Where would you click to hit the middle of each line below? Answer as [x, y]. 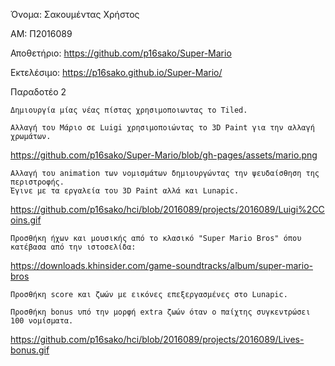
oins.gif [26, 220]
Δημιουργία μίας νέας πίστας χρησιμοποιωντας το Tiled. [129, 110]
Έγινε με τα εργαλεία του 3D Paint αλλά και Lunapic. [125, 191]
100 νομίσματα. [42, 321]
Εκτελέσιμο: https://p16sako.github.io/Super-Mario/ [116, 72]
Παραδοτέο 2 [38, 92]
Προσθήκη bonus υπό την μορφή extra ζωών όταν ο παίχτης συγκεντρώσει [160, 312]
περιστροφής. [37, 182]
